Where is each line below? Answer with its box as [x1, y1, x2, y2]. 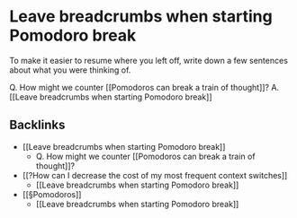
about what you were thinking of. [9, 65, 131, 75]
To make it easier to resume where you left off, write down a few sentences [9, 55, 288, 65]
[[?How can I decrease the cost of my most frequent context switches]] [22, 170, 288, 180]
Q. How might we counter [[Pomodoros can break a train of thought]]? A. [9, 82, 280, 92]
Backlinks [9, 118, 66, 133]
